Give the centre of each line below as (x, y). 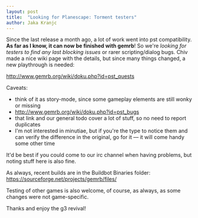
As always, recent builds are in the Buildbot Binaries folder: (78, 173)
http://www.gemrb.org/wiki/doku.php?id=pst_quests (70, 76)
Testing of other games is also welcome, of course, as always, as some (93, 191)
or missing (28, 106)
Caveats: (17, 88)
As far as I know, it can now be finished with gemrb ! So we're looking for (96, 46)
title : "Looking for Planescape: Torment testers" (71, 17)
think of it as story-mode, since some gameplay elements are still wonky (103, 99)
